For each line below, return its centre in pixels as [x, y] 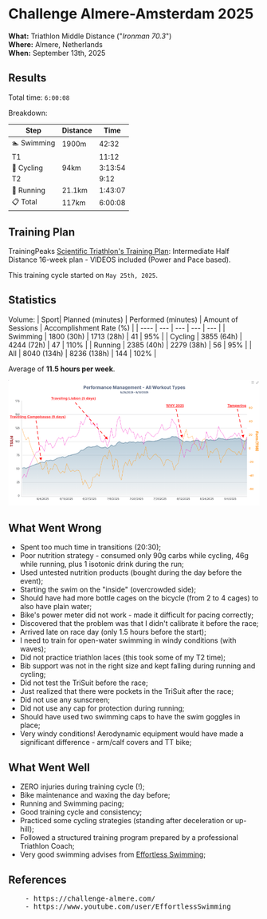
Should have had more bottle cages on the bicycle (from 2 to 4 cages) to [139, 598]
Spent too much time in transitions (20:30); [90, 547]
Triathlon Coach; [47, 846]
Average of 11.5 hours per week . [62, 369]
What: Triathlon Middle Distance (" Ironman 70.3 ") [90, 36]
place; [30, 725]
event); [31, 581]
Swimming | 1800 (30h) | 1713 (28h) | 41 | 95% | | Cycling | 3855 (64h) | [126, 336]
